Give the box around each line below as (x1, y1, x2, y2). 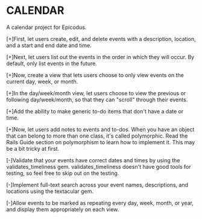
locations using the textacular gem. (6, 188, 94, 195)
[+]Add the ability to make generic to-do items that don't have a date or (6, 107, 184, 115)
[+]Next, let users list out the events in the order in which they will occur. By (6, 53, 195, 60)
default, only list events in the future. (6, 60, 98, 67)
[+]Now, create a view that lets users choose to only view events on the (6, 71, 184, 78)
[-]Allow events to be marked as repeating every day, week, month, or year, (6, 199, 194, 206)
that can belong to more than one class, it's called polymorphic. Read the (6, 132, 188, 139)
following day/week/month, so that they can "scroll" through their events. (6, 96, 188, 103)
